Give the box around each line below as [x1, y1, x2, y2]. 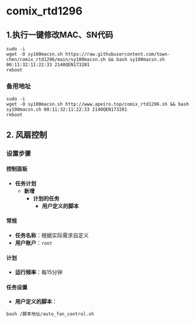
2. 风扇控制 [6, 129, 47, 140]
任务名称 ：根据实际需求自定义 [14, 232, 89, 239]
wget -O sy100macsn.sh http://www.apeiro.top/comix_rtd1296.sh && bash [6, 101, 189, 108]
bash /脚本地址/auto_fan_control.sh [6, 311, 94, 317]
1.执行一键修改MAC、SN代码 [6, 29, 113, 40]
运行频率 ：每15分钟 [14, 269, 63, 276]
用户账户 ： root [14, 239, 53, 247]
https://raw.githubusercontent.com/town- [65, 51, 170, 57]
